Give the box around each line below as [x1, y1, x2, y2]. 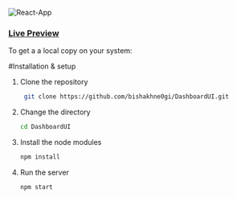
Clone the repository [19, 77, 88, 87]
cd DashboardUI [19, 123, 72, 131]
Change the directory [19, 107, 91, 117]
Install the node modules [19, 138, 102, 147]
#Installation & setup [8, 61, 76, 72]
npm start [19, 183, 54, 191]
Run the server [19, 167, 70, 177]
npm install [19, 153, 60, 161]
